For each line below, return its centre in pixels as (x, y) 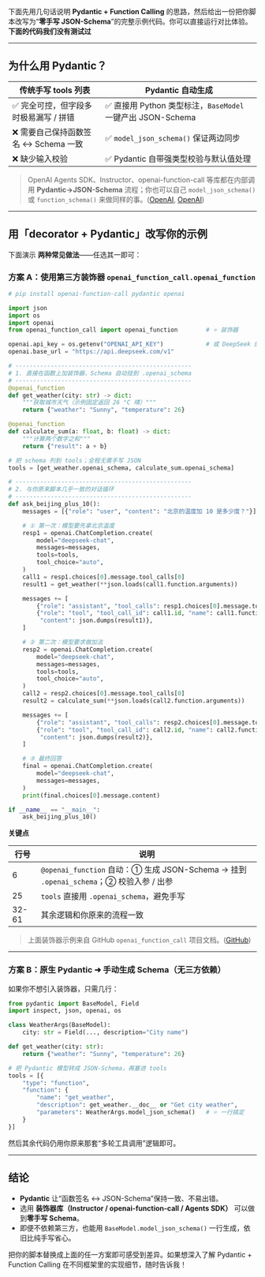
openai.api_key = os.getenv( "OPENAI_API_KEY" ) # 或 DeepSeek (129, 345)
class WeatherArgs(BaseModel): (60, 1025)
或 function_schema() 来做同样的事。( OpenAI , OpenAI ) (116, 199)
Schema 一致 (59, 144)
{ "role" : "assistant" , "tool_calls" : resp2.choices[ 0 (127, 722)
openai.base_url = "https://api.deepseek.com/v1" (91, 352)
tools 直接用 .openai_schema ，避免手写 (113, 897)
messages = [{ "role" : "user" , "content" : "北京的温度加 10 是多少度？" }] (140, 511)
